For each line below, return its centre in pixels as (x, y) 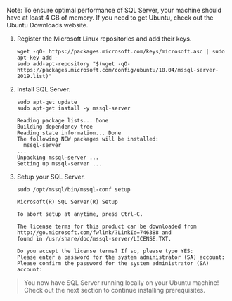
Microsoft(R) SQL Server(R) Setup (67, 202)
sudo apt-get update (47, 102)
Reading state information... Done (69, 133)
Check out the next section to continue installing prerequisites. (114, 290)
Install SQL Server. (44, 89)
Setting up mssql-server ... (59, 164)
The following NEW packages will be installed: (88, 139)
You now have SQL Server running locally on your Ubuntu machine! (121, 283)
